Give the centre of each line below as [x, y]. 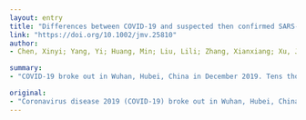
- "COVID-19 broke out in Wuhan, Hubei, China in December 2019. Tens [146, 77]
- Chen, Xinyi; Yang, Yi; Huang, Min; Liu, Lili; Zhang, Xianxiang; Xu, [150, 52]
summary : [26, 68]
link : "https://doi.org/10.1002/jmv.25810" [93, 35]
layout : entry [36, 18]
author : [24, 43]
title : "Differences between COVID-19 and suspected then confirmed [142, 26]
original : [28, 93]
